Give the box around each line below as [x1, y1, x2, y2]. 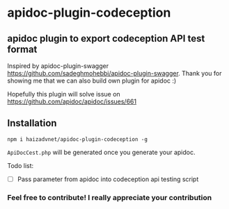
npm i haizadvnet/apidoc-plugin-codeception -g [7, 135, 148, 143]
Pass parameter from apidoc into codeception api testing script [17, 175, 199, 183]
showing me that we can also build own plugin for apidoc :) [7, 76, 177, 85]
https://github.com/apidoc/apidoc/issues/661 [7, 97, 137, 106]
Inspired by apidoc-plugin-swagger [7, 62, 109, 70]
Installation [7, 117, 57, 129]
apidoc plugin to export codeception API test [7, 33, 205, 44]
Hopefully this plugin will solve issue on [7, 90, 120, 98]
